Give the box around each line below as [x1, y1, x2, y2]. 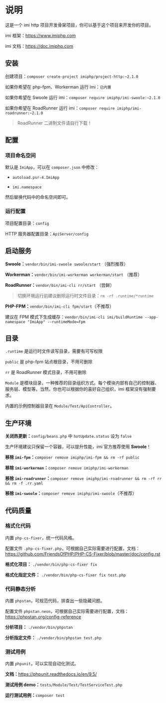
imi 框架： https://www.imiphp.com [5, 32, 76, 38]
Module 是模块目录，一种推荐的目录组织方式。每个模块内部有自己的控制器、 [5, 380, 159, 386]
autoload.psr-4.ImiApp [12, 175, 60, 180]
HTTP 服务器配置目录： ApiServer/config [5, 231, 88, 236]
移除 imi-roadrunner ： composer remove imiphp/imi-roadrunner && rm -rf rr [5, 475, 162, 481]
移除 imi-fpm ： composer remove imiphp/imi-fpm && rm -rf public [5, 454, 140, 461]
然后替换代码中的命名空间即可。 [5, 194, 71, 200]
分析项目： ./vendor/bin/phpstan [5, 624, 73, 630]
